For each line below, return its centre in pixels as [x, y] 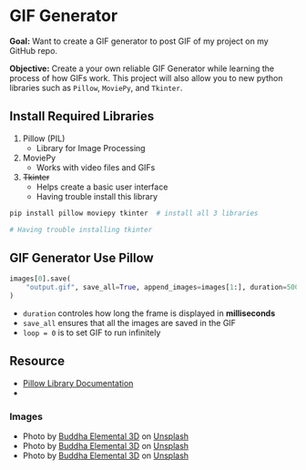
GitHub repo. [33, 50]
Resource [37, 361]
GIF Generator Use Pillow [82, 257]
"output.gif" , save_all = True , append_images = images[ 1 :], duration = [156, 288]
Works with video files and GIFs [96, 167]
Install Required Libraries [82, 116]
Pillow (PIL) [44, 138]
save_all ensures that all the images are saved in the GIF [129, 322]
